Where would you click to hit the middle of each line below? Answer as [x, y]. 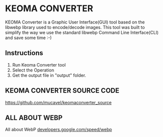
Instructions [24, 53]
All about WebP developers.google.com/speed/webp [58, 130]
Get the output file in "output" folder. [49, 75]
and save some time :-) [28, 38]
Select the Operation [33, 70]
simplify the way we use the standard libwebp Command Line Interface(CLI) [82, 32]
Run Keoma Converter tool [39, 65]
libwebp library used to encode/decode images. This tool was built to [75, 27]
